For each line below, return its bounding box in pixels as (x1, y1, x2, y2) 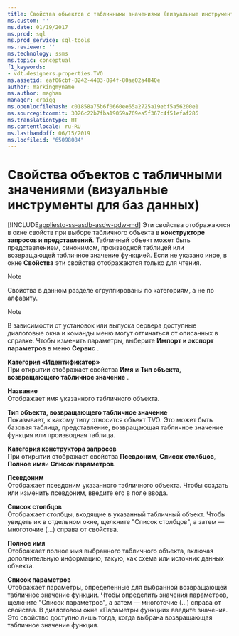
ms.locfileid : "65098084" (7, 136, 84, 143)
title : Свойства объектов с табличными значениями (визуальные (7, 10, 199, 18)
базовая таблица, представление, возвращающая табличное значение (7, 423, 223, 432)
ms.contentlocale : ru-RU (7, 122, 81, 130)
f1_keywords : (7, 63, 46, 71)
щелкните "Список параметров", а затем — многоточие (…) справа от (7, 598, 222, 607)
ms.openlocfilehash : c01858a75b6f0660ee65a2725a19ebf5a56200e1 (7, 103, 199, 110)
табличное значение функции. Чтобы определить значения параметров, (7, 590, 229, 599)
